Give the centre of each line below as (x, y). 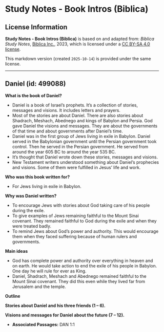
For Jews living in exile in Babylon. (47, 186)
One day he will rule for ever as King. (49, 271)
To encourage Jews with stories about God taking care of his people (81, 205)
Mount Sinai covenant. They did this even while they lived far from (79, 281)
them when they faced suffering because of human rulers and (74, 236)
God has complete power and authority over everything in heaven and (82, 261)
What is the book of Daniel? (33, 95)
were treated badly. (32, 226)
